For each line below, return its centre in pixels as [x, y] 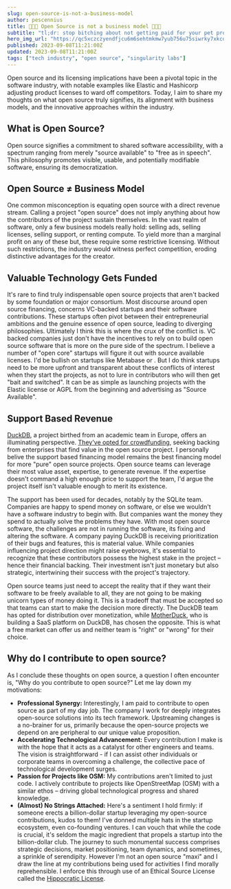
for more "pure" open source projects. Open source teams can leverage [109, 464]
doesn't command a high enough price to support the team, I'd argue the [110, 479]
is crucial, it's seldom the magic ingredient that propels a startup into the [120, 834]
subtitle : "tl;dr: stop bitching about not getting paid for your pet [110, 33]
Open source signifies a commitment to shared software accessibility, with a [115, 145]
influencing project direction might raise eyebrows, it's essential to [101, 550]
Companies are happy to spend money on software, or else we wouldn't [109, 507]
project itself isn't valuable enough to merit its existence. [87, 486]
